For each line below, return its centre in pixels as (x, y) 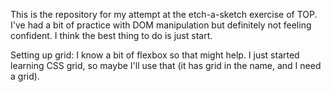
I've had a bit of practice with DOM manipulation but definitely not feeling (161, 25)
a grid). (25, 76)
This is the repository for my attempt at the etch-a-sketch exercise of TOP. (164, 14)
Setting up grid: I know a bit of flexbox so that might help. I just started (155, 55)
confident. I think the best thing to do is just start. (111, 35)
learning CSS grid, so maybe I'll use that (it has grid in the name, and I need (166, 65)
